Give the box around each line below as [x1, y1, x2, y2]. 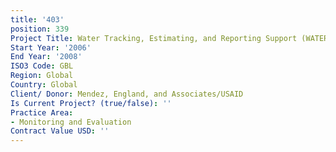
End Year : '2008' [10, 52, 83, 62]
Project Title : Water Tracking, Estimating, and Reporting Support [10, 33, 298, 43]
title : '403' [10, 14, 65, 25]
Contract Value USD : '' [10, 126, 110, 136]
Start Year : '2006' [10, 42, 92, 53]
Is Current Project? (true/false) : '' [10, 98, 172, 108]
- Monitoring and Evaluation [10, 117, 132, 127]
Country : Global [10, 80, 78, 90]
